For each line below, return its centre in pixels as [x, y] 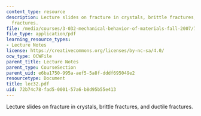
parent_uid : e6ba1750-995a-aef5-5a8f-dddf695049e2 [71, 73]
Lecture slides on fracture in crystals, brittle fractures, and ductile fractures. [100, 106]
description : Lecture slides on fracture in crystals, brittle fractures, [101, 17]
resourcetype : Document [36, 78]
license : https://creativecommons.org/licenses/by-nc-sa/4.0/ [85, 51]
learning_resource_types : [38, 39]
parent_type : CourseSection [41, 67]
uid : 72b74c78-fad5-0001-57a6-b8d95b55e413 [61, 90]
